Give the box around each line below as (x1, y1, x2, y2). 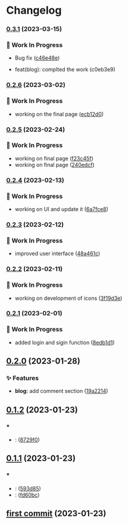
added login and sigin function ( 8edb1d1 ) (14, 339, 115, 346)
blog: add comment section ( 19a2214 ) (14, 387, 108, 395)
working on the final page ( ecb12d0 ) (14, 110, 104, 117)
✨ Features (6, 374, 39, 382)
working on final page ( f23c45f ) (14, 154, 93, 162)
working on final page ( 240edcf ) (14, 161, 95, 168)
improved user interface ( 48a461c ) (14, 250, 101, 257)
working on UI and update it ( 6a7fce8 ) (14, 206, 109, 213)
